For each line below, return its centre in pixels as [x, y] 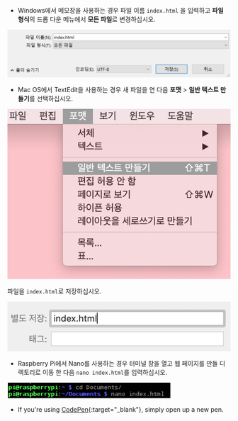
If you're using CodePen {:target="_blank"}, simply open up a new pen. [120, 410]
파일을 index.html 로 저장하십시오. [55, 291]
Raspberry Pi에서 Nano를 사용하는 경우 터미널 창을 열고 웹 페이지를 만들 [118, 364]
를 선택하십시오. [51, 99]
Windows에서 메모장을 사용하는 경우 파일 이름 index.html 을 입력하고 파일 [121, 10]
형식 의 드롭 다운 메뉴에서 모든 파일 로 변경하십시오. [86, 19]
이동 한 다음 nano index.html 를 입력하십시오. [105, 372]
